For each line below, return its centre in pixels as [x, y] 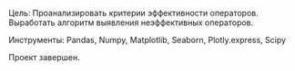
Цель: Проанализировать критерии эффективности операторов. [133, 13]
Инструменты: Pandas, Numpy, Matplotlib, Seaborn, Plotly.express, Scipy [147, 40]
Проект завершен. [44, 57]
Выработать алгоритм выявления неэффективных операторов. [131, 22]
